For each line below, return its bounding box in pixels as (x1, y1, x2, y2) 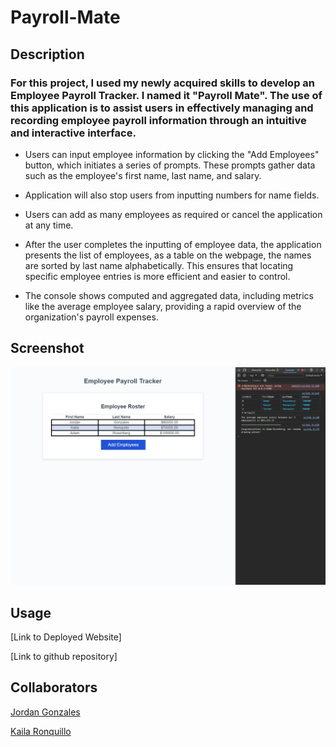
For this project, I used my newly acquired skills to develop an (10, 76, 316, 90)
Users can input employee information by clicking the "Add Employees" (24, 148, 320, 160)
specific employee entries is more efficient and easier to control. (24, 270, 291, 282)
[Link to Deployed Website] (10, 631, 122, 643)
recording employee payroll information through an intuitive (10, 113, 307, 127)
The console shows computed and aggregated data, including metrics (24, 289, 314, 301)
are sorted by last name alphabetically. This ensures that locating (24, 259, 294, 271)
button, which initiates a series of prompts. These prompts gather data (24, 159, 316, 171)
